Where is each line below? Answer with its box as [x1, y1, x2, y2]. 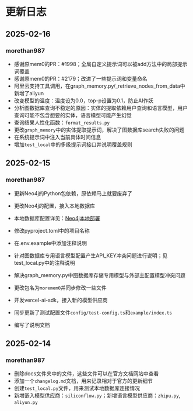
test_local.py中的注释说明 [13, 259, 75, 266]
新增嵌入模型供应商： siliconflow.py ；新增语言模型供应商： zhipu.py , [13, 392, 181, 399]
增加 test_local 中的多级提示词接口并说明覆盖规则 [13, 141, 132, 148]
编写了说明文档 [13, 321, 50, 328]
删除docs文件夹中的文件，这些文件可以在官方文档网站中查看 [13, 370, 159, 377]
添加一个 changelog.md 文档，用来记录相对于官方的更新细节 [13, 378, 153, 385]
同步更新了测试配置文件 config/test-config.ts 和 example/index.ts [13, 309, 173, 316]
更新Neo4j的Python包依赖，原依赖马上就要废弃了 [13, 189, 132, 196]
